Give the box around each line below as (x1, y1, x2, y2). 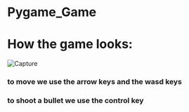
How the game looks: (7, 36, 133, 52)
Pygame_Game (7, 4, 97, 20)
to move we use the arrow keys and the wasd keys (7, 77, 183, 87)
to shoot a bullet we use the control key (7, 95, 144, 105)
